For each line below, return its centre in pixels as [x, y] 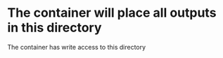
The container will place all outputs [112, 13]
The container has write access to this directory [77, 47]
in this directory [55, 28]
